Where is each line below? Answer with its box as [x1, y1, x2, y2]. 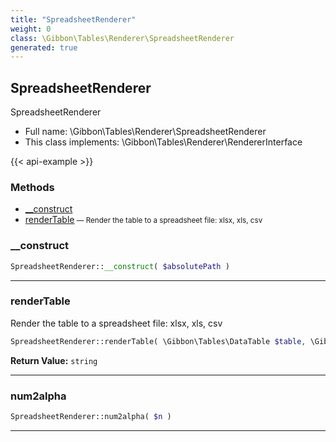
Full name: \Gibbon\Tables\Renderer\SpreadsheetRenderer [24, 126, 267, 138]
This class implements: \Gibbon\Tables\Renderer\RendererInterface [24, 136, 303, 148]
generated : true [10, 42, 78, 53]
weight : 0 [10, 24, 52, 34]
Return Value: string [10, 354, 98, 366]
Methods [10, 180, 55, 194]
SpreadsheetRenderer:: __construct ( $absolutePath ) [10, 261, 230, 271]
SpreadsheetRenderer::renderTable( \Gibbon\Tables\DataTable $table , [10, 336, 307, 346]
